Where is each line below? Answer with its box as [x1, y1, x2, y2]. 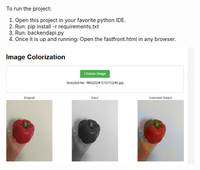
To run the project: [6, 5, 52, 12]
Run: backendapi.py [14, 29, 64, 36]
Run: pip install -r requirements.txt [14, 23, 100, 30]
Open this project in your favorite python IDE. [14, 17, 127, 23]
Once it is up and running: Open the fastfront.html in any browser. [14, 36, 176, 42]
